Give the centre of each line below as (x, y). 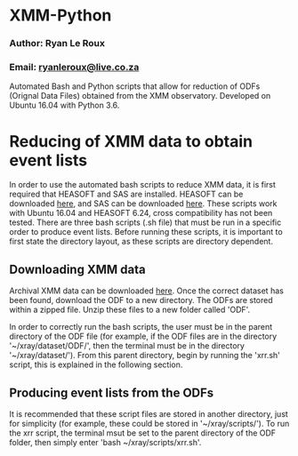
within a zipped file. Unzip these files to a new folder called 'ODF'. (130, 310)
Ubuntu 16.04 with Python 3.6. (64, 105)
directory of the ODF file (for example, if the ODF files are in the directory (143, 336)
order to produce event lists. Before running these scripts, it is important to (146, 232)
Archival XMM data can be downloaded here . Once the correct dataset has (147, 291)
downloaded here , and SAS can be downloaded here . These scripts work (143, 204)
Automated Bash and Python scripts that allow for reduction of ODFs (135, 86)
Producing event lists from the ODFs (112, 392)
